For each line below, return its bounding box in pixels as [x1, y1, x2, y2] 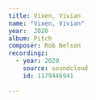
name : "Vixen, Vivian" [8, 19, 85, 27]
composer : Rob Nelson [8, 42, 81, 50]
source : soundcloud [23, 65, 89, 73]
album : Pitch [8, 34, 52, 43]
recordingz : [8, 49, 48, 57]
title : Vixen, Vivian [8, 11, 81, 20]
